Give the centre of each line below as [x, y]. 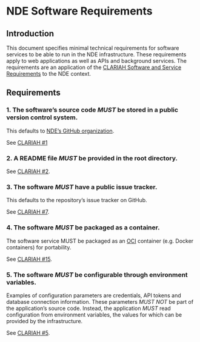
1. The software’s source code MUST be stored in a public [92, 110]
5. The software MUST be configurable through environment [97, 275]
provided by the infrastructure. [45, 321]
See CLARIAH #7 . [28, 212]
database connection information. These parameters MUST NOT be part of [100, 301]
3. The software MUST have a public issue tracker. [82, 187]
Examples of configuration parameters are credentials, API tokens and [94, 295]
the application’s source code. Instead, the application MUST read [88, 308]
